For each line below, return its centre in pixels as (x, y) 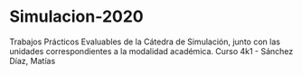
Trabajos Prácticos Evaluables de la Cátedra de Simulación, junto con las (145, 42)
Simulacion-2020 (76, 17)
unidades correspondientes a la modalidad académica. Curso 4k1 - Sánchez (151, 51)
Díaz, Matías (33, 61)
